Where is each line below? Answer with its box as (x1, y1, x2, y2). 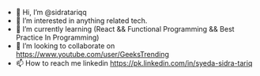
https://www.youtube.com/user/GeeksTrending (15, 50, 170, 59)
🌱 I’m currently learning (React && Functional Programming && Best (15, 25, 235, 33)
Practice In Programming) (15, 32, 100, 42)
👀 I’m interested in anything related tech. (15, 16, 148, 25)
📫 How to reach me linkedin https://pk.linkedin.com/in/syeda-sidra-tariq (15, 59, 253, 67)
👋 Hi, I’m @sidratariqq (15, 8, 87, 17)
